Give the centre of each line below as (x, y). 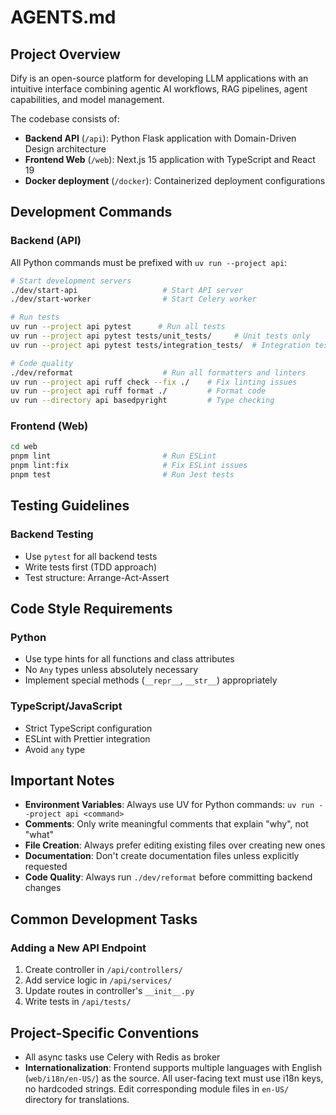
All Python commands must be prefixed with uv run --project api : (149, 262)
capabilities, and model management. (87, 99)
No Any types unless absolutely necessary (111, 670)
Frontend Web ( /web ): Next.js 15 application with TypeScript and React (170, 159)
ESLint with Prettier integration (87, 738)
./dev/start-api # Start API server (127, 290)
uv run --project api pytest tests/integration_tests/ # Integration (160, 345)
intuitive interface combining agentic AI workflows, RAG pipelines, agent (159, 89)
